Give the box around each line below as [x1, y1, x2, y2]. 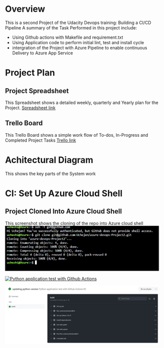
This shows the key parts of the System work [5, 171, 96, 176]
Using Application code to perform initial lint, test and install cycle [12, 39, 144, 45]
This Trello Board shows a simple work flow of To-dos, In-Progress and [5, 132, 148, 138]
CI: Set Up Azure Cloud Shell [5, 188, 123, 199]
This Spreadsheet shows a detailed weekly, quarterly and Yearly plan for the [5, 99, 159, 105]
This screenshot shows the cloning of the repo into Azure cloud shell [5, 220, 143, 226]
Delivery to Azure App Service [12, 50, 73, 56]
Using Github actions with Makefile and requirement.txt [12, 34, 123, 40]
